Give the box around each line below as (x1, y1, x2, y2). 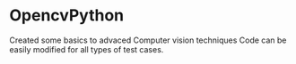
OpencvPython (9, 5, 124, 26)
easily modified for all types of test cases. (9, 44, 164, 54)
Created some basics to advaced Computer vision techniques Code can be (9, 35, 287, 45)
